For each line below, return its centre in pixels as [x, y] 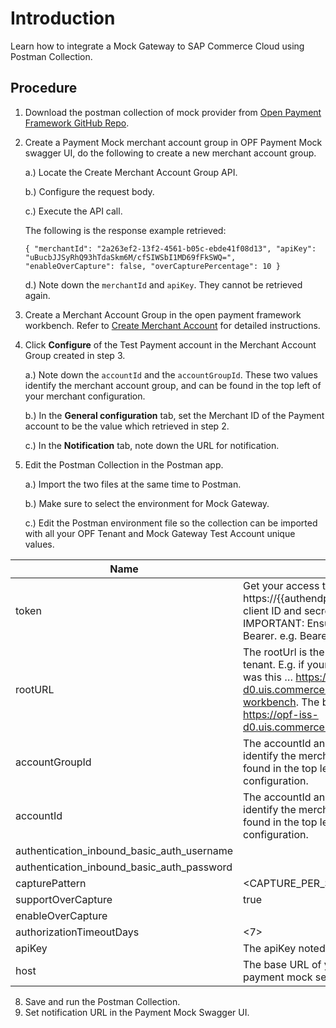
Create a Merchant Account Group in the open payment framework [163, 314]
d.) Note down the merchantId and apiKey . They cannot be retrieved [163, 284]
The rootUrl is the [284, 652]
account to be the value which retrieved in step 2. [127, 426]
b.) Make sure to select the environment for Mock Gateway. [147, 503]
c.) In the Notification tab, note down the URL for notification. [152, 445]
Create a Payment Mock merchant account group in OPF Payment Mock [173, 142]
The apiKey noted [284, 948]
